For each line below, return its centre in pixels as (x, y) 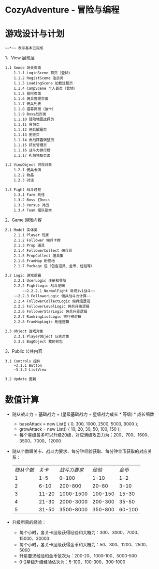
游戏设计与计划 (35, 34)
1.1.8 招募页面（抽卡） (35, 109)
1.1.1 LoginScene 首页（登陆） (43, 73)
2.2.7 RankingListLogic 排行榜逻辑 (48, 317)
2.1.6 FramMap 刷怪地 (34, 261)
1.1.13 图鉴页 (27, 135)
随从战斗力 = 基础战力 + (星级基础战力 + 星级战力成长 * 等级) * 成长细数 (83, 414)
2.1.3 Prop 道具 (29, 245)
